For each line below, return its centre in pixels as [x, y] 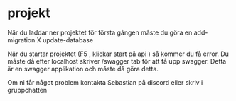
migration [21, 40]
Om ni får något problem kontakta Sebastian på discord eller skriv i [105, 82]
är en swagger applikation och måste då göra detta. [83, 69]
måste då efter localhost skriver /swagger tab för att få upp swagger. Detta [117, 61]
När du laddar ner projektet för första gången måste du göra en [100, 32]
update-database [68, 40]
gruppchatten [27, 90]
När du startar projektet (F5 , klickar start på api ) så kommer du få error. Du [118, 54]
